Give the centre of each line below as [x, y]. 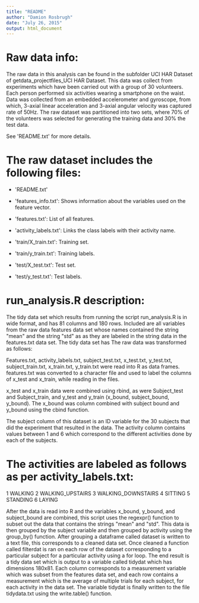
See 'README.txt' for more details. [49, 136]
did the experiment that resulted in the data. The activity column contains [96, 428]
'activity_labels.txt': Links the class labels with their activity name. [95, 230]
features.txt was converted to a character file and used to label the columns [99, 373]
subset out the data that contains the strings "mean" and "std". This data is [98, 524]
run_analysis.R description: [75, 301]
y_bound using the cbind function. [48, 410]
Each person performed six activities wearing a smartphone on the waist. [96, 93]
